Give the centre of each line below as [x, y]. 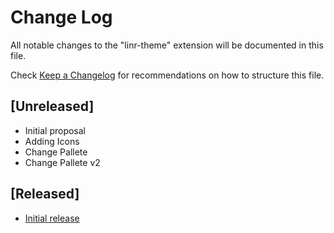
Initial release [52, 218]
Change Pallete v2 [62, 162]
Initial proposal [55, 130]
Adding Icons [52, 141]
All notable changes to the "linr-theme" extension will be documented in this [167, 45]
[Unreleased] [52, 106]
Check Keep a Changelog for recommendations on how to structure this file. [167, 75]
